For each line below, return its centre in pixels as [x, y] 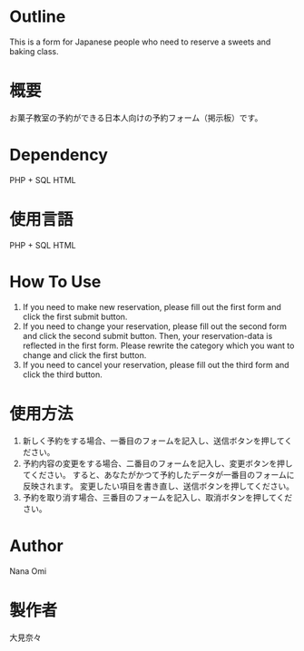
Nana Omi [28, 571]
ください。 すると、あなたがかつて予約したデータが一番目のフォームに [162, 474]
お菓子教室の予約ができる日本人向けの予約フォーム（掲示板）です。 [136, 117]
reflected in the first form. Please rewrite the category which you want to [158, 345]
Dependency [59, 155]
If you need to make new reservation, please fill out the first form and [152, 306]
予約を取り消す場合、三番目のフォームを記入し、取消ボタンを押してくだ [157, 497]
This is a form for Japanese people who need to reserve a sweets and [140, 42]
